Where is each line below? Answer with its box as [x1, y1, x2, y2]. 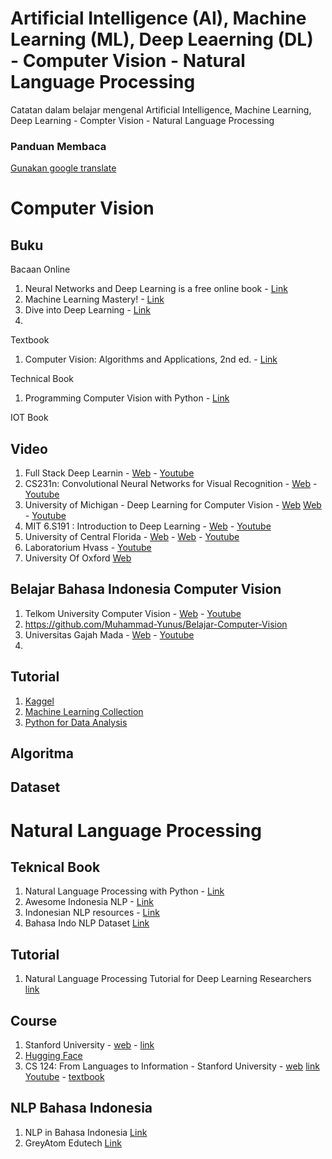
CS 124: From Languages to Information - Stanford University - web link [24, 1060, 320, 1072]
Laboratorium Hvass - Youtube [24, 542, 152, 554]
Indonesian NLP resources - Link [24, 907, 160, 919]
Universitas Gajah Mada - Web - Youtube [24, 628, 195, 641]
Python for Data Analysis [24, 716, 128, 728]
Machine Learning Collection [24, 705, 144, 717]
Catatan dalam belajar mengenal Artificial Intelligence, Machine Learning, [10, 103, 312, 116]
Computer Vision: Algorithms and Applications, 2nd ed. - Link [24, 353, 278, 366]
